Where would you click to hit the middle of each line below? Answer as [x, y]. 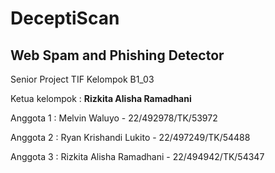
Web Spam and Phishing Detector [117, 55]
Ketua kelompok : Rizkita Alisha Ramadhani [101, 98]
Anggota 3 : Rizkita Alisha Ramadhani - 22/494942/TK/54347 [137, 156]
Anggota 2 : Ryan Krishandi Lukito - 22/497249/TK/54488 [130, 137]
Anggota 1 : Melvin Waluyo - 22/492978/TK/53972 [114, 118]
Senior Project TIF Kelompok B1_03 [82, 79]
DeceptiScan [65, 18]
